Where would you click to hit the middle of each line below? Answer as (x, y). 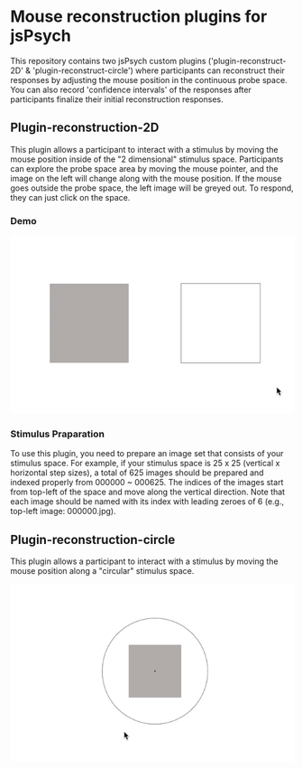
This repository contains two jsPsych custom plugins (108, 61)
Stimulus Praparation (57, 434)
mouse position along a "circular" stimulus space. (102, 571)
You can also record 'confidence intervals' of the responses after (131, 89)
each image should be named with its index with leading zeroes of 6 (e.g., (147, 502)
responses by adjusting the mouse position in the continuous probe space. (149, 80)
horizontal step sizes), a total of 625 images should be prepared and (137, 473)
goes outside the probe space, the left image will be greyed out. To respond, (152, 188)
